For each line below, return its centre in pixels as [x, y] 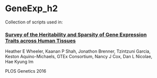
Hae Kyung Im [19, 62]
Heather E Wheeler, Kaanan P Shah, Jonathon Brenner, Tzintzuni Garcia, [78, 51]
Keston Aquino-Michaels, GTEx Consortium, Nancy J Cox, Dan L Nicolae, [79, 57]
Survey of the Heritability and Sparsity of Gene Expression [76, 35]
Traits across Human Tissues [40, 40]
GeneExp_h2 [32, 9]
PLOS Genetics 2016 [26, 71]
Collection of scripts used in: [34, 22]
